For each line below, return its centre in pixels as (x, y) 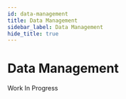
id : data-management (38, 14)
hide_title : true (33, 34)
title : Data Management (43, 21)
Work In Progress (33, 88)
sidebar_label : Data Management (55, 27)
